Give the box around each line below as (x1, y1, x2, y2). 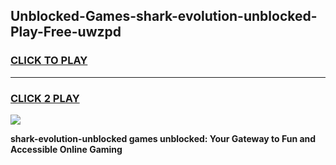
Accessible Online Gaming (10, 143, 123, 155)
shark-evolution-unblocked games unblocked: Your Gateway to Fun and (10, 132, 317, 144)
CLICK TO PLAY (10, 54, 88, 68)
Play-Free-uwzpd (10, 24, 122, 41)
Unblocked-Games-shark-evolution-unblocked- (10, 8, 318, 25)
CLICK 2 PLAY (10, 91, 80, 105)
